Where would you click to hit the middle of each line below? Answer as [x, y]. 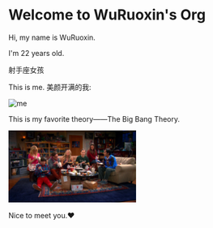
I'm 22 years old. [36, 53]
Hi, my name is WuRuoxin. [52, 37]
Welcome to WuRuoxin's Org [107, 15]
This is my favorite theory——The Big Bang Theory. [94, 118]
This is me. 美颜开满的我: [50, 87]
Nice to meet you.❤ [42, 215]
